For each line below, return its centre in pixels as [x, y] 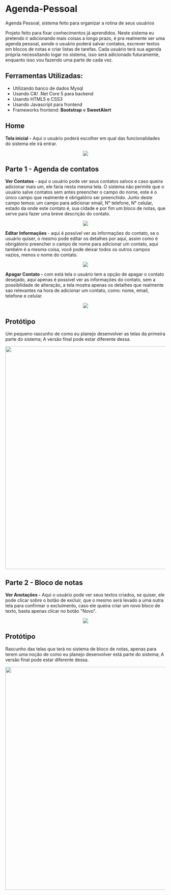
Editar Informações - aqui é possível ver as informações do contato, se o [82, 233]
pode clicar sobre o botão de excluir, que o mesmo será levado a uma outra [84, 600]
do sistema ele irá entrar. [31, 144]
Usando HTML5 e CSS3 [37, 99]
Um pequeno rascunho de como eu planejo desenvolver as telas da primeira [85, 334]
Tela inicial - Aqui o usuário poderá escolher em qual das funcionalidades [83, 138]
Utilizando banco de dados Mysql [48, 88]
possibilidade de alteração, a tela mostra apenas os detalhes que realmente [84, 285]
